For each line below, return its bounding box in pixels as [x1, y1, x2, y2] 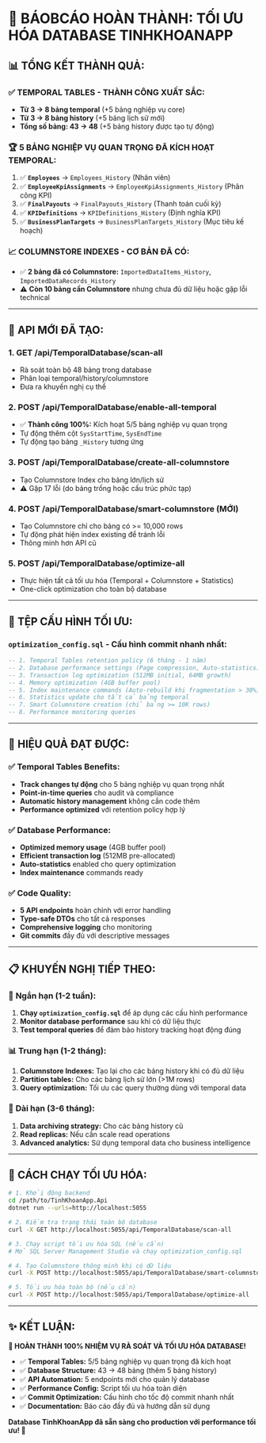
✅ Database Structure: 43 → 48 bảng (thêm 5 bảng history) [19, 1365, 218, 1375]
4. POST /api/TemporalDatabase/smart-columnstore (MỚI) [8, 503, 239, 514]
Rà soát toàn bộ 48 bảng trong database [19, 365, 152, 374]
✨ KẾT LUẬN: [8, 1320, 75, 1334]
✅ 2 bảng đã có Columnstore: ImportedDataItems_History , [19, 267, 211, 277]
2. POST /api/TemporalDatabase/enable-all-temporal [8, 402, 217, 413]
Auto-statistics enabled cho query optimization [19, 859, 177, 869]
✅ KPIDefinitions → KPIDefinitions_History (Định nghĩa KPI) [19, 208, 222, 217]
